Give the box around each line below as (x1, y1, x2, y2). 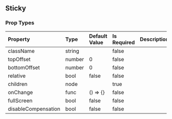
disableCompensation (8, 105, 60, 112)
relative (8, 72, 26, 79)
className (8, 47, 35, 54)
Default (89, 33, 107, 40)
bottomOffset (8, 64, 40, 71)
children (8, 80, 28, 87)
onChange (8, 88, 33, 96)
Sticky (5, 4, 27, 13)
